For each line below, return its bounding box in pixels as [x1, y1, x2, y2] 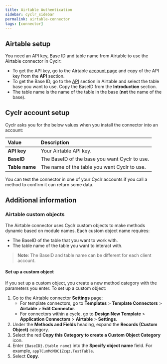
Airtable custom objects [5, 211, 65, 218]
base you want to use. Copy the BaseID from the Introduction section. [12, 84, 157, 90]
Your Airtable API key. [40, 147, 92, 154]
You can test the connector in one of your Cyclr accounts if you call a [5, 176, 148, 182]
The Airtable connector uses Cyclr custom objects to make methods [5, 222, 146, 228]
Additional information [5, 196, 77, 205]
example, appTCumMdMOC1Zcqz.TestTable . [12, 348, 94, 354]
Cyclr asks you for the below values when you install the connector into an [5, 121, 158, 127]
